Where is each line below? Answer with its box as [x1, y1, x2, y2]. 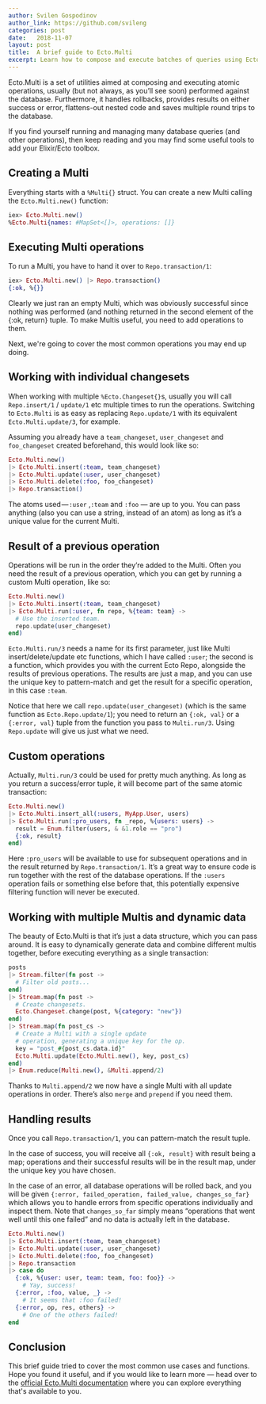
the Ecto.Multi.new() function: [8, 196, 108, 205]
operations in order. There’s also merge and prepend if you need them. [8, 1089, 234, 1099]
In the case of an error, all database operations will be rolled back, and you [8, 1181, 252, 1191]
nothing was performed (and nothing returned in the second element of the [8, 307, 253, 316]
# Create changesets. [15, 1000, 87, 1009]
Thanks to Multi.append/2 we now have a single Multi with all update [8, 1081, 232, 1090]
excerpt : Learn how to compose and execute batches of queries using [8, 56, 243, 64]
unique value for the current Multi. [8, 517, 120, 526]
